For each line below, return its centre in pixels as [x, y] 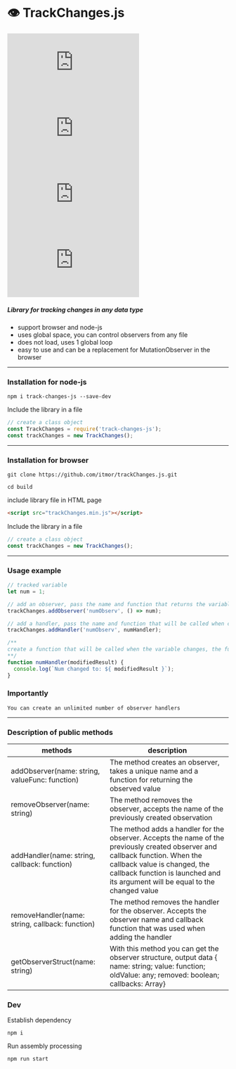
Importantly [28, 693]
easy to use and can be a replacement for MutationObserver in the [114, 350]
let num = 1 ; [26, 591]
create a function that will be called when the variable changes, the [114, 649]
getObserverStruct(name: [53, 962]
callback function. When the [156, 856]
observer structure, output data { [164, 958]
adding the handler [141, 937]
